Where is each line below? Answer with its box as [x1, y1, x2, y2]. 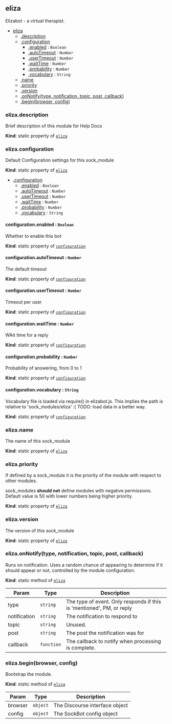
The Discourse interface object [53, 702, 128, 709]
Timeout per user [5, 299, 42, 305]
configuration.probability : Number [5, 354, 78, 360]
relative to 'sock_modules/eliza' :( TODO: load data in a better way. [5, 403, 146, 409]
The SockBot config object [53, 710, 118, 717]
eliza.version [5, 516, 38, 523]
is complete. [66, 644, 96, 651]
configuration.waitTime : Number [5, 320, 74, 327]
